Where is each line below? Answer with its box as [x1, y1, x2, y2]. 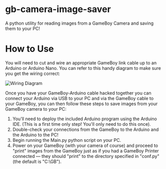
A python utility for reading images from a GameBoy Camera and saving [5, 20, 154, 26]
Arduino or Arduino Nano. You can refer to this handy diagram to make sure [5, 65, 161, 71]
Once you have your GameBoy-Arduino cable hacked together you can [5, 90, 151, 96]
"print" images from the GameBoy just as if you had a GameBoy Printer [12, 147, 159, 154]
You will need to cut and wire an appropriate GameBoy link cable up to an [5, 59, 157, 66]
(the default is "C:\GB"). [12, 158, 62, 164]
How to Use [5, 43, 54, 55]
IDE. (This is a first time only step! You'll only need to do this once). [12, 121, 151, 127]
